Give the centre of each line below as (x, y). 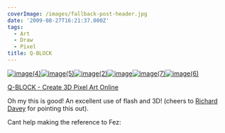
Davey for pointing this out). (48, 108)
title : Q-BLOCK (30, 54)
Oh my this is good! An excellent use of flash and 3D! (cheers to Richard (112, 100)
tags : (15, 27)
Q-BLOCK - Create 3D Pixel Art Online (63, 87)
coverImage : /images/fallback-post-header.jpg (77, 14)
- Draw (23, 40)
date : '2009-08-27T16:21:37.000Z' (59, 21)
